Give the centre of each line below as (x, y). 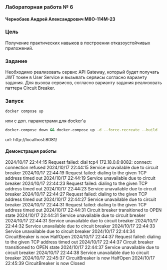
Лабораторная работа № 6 (39, 7)
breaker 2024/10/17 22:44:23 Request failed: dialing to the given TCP (76, 183)
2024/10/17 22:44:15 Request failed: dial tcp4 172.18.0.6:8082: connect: (79, 162)
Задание (16, 61)
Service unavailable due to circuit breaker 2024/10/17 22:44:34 (70, 231)
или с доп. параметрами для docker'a (45, 121)
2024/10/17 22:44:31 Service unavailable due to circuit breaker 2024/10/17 (82, 221)
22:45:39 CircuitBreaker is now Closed (45, 263)
